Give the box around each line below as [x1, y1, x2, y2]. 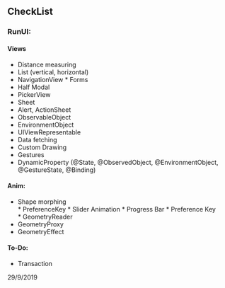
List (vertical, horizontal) [17, 67, 89, 76]
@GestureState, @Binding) [17, 166, 96, 174]
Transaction [17, 259, 53, 267]
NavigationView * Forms [17, 75, 88, 83]
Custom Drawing [17, 143, 67, 151]
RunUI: [7, 27, 32, 37]
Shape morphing [17, 197, 67, 206]
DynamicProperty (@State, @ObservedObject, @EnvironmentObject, [17, 158, 219, 166]
